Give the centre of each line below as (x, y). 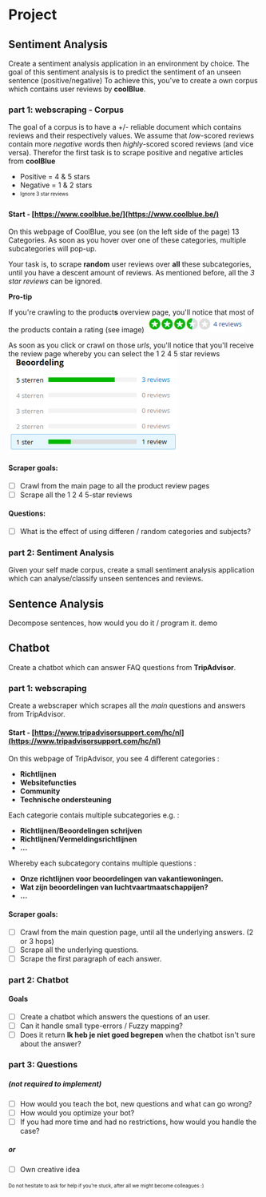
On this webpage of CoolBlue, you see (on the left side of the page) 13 (124, 232)
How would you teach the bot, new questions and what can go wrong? (136, 1103)
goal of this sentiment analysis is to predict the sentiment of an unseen (125, 72)
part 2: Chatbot (39, 980)
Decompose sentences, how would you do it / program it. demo (113, 623)
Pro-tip (20, 297)
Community (40, 791)
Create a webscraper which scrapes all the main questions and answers (127, 705)
